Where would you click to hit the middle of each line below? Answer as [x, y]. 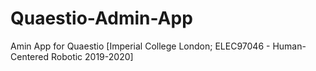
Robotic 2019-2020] [92, 56]
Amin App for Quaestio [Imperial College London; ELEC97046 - [140, 46]
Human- [289, 46]
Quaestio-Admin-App [101, 18]
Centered [30, 56]
